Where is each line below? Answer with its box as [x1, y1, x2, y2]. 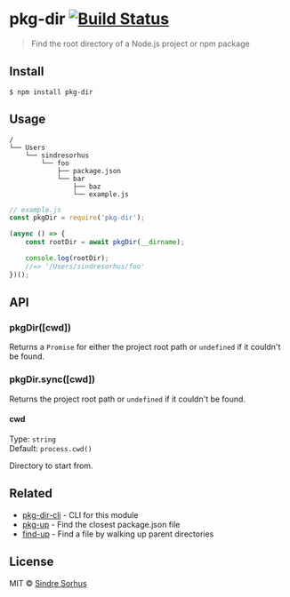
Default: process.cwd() [9, 442, 93, 453]
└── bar [56, 174, 86, 183]
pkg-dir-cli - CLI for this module [21, 509, 139, 520]
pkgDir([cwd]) [9, 322, 71, 333]
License [9, 554, 54, 569]
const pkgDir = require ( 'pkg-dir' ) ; [9, 213, 145, 222]
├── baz [72, 182, 101, 191]
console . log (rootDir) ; [25, 254, 109, 263]
